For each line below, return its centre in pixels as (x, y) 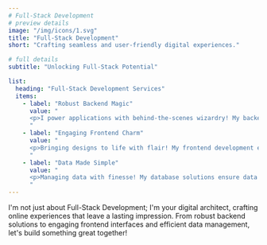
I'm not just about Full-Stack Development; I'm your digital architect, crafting (133, 207)
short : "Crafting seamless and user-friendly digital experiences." (124, 45)
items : (26, 96)
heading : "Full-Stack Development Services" (90, 88)
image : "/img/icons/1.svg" (53, 30)
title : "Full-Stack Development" (64, 38)
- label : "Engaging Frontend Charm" (83, 133)
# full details (33, 60)
